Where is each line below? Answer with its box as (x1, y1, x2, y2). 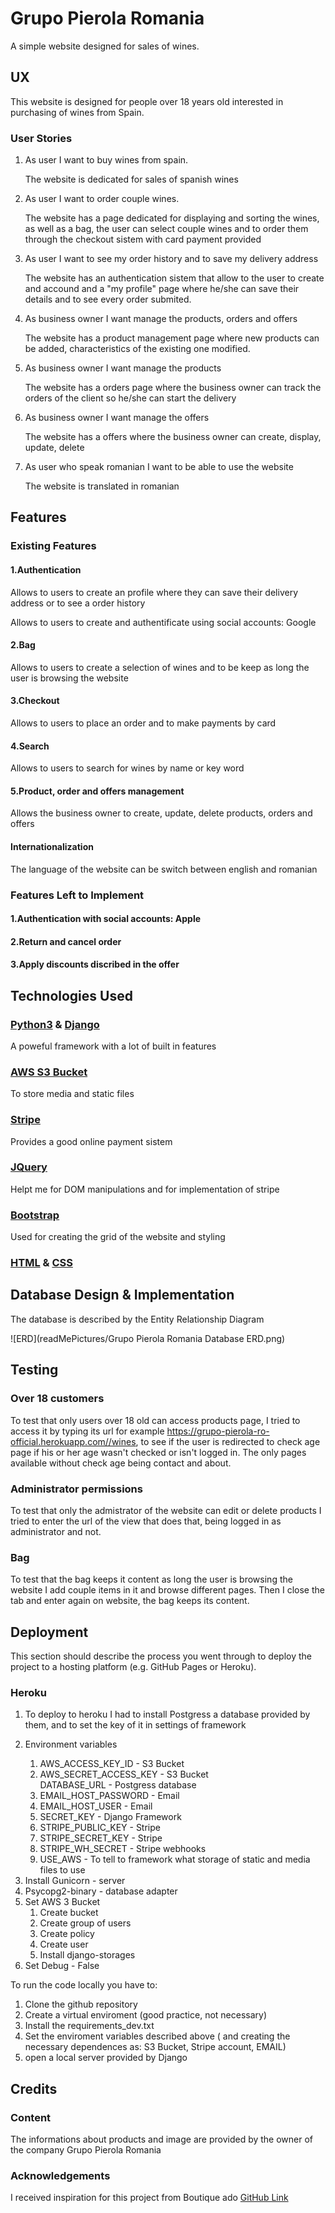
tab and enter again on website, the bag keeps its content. (10, 1595, 250, 1607)
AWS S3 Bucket (10, 1065, 88, 1079)
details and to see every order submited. (24, 293, 192, 306)
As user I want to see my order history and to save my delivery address (24, 253, 319, 265)
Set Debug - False (24, 1960, 100, 1972)
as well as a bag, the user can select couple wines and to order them (24, 223, 309, 235)
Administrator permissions (10, 1482, 143, 1496)
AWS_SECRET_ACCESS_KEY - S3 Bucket (39, 1768, 209, 1781)
